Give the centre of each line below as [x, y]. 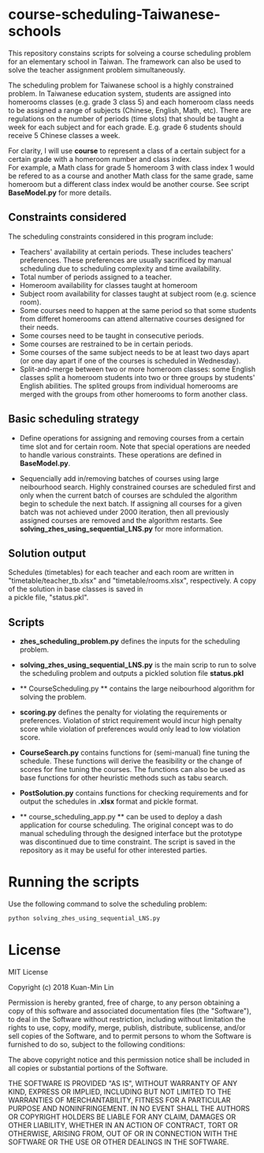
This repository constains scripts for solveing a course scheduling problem [130, 53]
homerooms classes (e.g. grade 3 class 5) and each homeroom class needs [131, 102]
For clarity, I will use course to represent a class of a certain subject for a [127, 151]
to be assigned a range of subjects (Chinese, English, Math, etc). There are [130, 110]
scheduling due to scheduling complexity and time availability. [121, 268]
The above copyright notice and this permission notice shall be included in [129, 1059]
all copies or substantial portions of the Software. [88, 1068]
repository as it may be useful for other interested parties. [113, 850]
